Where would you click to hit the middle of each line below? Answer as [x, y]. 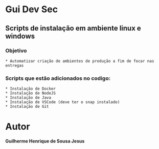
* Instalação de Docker [31, 89]
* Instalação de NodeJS [31, 93]
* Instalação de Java [28, 98]
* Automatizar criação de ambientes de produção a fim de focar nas [80, 61]
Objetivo [16, 50]
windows [20, 36]
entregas [15, 65]
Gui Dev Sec [31, 9]
